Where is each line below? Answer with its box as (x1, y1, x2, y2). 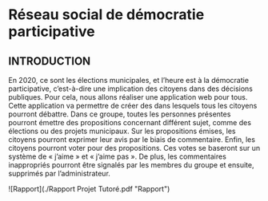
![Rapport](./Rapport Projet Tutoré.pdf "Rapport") (8, 184, 170, 193)
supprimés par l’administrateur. (8, 169, 110, 178)
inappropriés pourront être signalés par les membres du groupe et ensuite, (8, 160, 254, 169)
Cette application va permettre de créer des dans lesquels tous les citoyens (8, 101, 258, 110)
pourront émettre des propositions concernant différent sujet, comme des (8, 118, 252, 127)
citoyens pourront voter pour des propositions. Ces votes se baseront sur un (8, 144, 261, 152)
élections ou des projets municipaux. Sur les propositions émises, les (8, 126, 236, 136)
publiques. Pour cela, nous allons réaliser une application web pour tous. (8, 93, 248, 101)
